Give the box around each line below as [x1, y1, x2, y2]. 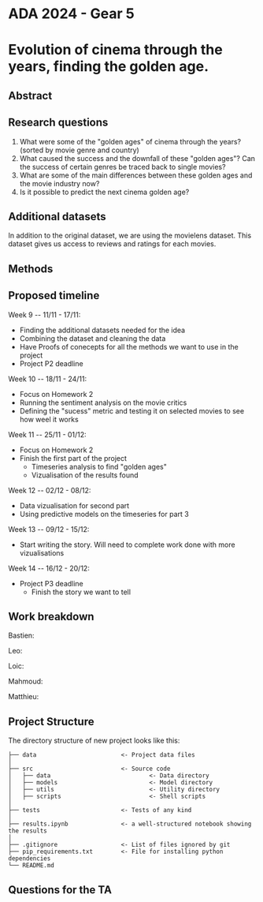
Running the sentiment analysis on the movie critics [19, 398, 187, 407]
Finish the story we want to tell [31, 587, 131, 597]
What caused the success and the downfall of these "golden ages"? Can [19, 153, 256, 163]
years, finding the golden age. [8, 58, 209, 76]
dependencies [8, 855, 51, 863]
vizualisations [19, 548, 65, 557]
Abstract [8, 88, 53, 103]
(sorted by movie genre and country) [19, 145, 139, 155]
